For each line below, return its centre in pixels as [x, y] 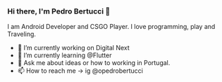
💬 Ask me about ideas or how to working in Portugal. [94, 63]
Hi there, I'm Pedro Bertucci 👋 [59, 11]
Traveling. [22, 34]
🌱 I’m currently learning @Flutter [64, 55]
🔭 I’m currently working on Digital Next [74, 48]
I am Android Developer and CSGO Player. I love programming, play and [111, 27]
